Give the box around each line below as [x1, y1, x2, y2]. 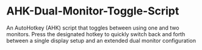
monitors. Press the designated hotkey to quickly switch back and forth [6, 30, 186, 37]
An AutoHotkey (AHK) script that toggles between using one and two [6, 24, 180, 31]
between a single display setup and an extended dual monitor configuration [6, 37, 197, 44]
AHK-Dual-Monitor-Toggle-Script [6, 4, 179, 18]
